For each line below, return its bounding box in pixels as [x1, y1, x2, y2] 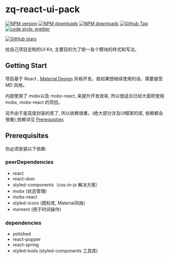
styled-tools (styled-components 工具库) [12, 248, 98, 254]
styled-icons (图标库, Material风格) [12, 200, 85, 206]
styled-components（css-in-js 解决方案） [12, 182, 100, 188]
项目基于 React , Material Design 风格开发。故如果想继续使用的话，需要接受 [5, 75, 163, 82]
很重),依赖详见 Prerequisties [5, 116, 64, 122]
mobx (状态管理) [12, 188, 47, 194]
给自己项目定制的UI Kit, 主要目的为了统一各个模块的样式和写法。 [5, 46, 140, 52]
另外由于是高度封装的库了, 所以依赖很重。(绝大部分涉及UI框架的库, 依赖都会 [5, 110, 163, 116]
